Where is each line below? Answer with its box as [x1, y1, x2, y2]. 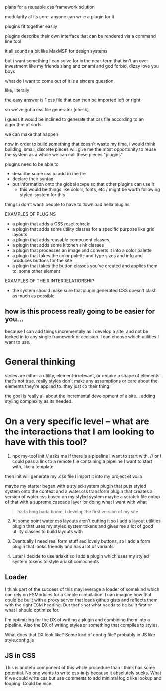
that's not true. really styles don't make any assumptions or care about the [5, 378, 158, 384]
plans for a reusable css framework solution [5, 4, 95, 10]
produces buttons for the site [12, 258, 72, 263]
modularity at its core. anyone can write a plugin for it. [5, 14, 116, 19]
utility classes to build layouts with [12, 528, 83, 534]
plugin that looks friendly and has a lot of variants [12, 543, 114, 549]
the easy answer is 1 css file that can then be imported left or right [5, 97, 141, 103]
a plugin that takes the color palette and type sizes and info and [12, 253, 143, 258]
